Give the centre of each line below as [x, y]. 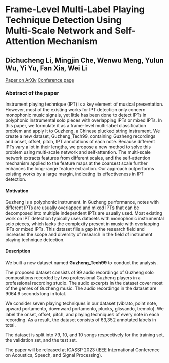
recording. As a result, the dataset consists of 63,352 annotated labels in [81, 320]
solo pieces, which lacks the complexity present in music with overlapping [82, 224]
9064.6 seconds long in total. [36, 293]
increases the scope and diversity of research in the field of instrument [79, 234]
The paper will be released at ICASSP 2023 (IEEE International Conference [82, 350]
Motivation [17, 191]
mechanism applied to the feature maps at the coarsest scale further [76, 163]
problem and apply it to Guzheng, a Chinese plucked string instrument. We [83, 131]
